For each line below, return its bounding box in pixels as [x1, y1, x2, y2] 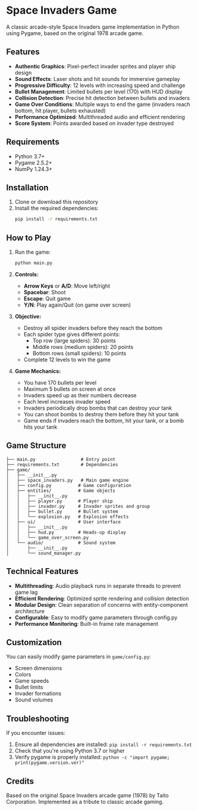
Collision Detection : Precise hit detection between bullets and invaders [14, 94, 190, 101]
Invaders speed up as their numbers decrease [23, 391, 137, 399]
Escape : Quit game [23, 295, 71, 302]
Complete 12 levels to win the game [23, 355, 111, 363]
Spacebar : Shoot [23, 288, 66, 295]
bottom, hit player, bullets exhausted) [14, 107, 106, 114]
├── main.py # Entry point [6, 456, 116, 462]
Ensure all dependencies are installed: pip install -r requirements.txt [14, 741, 192, 748]
